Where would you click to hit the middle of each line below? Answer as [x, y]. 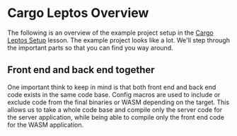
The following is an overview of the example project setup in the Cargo [110, 33]
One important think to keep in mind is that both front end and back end [112, 87]
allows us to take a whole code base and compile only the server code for [115, 109]
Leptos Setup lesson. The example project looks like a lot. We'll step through [118, 40]
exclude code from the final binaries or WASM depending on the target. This [118, 102]
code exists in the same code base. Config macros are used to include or [114, 94]
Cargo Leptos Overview [78, 13]
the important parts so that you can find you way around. [90, 47]
